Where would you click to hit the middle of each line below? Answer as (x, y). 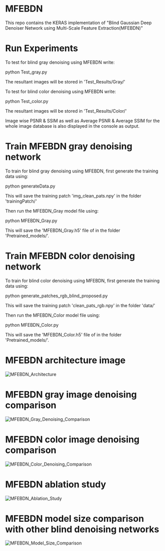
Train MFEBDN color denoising (70, 256)
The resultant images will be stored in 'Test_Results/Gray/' (65, 81)
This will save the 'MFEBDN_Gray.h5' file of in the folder (63, 230)
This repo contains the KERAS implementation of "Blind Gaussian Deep (78, 23)
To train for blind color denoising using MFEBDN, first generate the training (82, 281)
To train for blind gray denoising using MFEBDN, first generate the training (82, 171)
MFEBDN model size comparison (75, 519)
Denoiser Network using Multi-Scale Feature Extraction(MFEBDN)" (74, 28)
